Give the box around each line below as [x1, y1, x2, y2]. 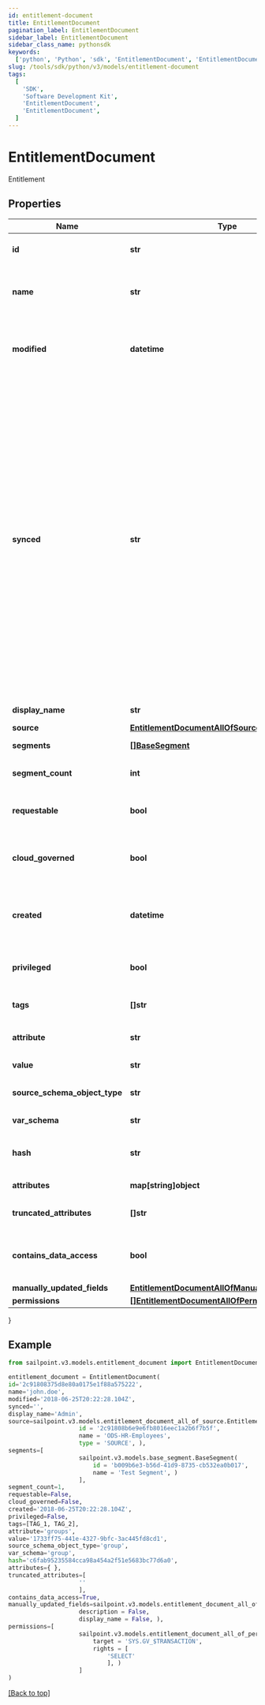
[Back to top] [8, 1688, 50, 1698]
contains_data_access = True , [8, 1593, 101, 1602]
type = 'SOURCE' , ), [78, 1439, 147, 1448]
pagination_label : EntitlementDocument [8, 26, 140, 34]
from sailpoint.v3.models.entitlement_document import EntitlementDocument [8, 1359, 263, 1367]
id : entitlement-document [8, 11, 93, 20]
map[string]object [129, 1180, 200, 1191]
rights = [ [92, 1644, 129, 1653]
